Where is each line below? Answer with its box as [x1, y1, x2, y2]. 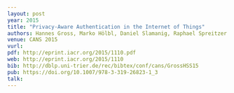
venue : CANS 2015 [7, 36, 58, 43]
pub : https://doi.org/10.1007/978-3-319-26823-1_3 [7, 69, 158, 76]
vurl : [7, 43, 23, 50]
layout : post [7, 10, 46, 17]
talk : [7, 75, 23, 83]
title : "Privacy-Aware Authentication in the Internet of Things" [7, 23, 205, 30]
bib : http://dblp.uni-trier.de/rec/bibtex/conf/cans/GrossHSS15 [7, 62, 199, 69]
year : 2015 [7, 17, 39, 24]
